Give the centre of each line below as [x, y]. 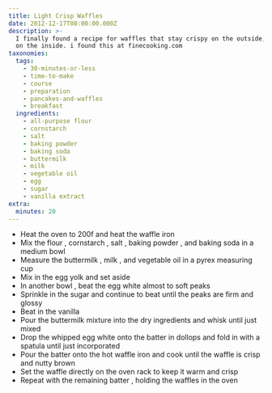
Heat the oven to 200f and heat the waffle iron [98, 235]
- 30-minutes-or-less [59, 69]
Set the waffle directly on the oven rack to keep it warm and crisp [129, 372]
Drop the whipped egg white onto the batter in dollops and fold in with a [140, 337]
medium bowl [43, 251]
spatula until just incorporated [70, 346]
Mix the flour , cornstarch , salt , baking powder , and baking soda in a [137, 243]
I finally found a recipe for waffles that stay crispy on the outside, [141, 38]
